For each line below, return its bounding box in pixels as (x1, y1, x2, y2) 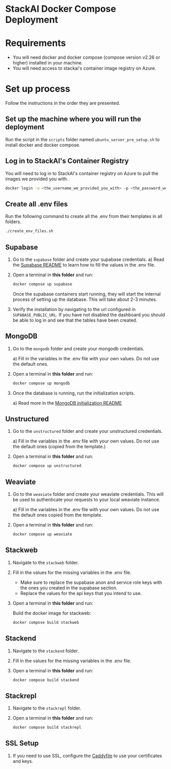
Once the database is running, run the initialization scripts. (12, 390, 135, 396)
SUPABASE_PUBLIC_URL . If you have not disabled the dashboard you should (12, 312, 165, 318)
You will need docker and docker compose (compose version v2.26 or (12, 54, 160, 60)
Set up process (5, 83, 70, 95)
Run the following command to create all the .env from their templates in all (5, 213, 163, 219)
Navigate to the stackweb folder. (12, 559, 79, 565)
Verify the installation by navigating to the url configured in (12, 306, 136, 312)
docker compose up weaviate (12, 532, 72, 537)
